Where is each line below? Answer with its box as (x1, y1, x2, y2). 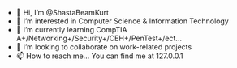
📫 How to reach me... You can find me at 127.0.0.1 (15, 51, 183, 61)
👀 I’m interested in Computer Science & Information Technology (15, 16, 229, 26)
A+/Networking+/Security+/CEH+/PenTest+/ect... (15, 33, 183, 43)
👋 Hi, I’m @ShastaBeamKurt (15, 8, 110, 17)
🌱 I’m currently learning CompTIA (15, 25, 127, 34)
